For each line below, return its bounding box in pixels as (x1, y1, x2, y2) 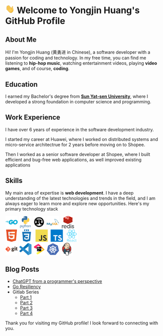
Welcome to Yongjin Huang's (17, 5, 140, 16)
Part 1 (20, 294, 32, 300)
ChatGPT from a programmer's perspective (12, 278, 102, 284)
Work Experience (5, 113, 61, 122)
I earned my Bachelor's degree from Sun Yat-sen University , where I (5, 93, 148, 99)
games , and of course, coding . (5, 66, 70, 72)
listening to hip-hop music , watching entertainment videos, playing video (5, 60, 157, 66)
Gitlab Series (12, 289, 39, 295)
